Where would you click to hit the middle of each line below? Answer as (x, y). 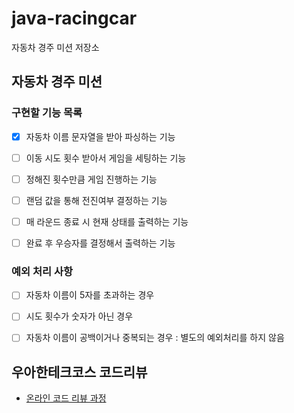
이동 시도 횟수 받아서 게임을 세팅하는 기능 (106, 158)
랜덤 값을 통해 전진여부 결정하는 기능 (96, 200)
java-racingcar (74, 18)
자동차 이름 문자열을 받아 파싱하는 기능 (100, 136)
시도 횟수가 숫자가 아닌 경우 (79, 316)
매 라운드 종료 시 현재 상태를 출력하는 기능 (107, 221)
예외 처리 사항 (42, 271)
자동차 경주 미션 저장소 (55, 47)
